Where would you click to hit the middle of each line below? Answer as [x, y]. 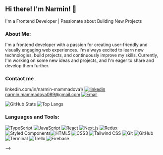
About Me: [18, 34]
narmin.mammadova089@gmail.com [43, 95]
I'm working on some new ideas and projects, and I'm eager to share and [80, 60]
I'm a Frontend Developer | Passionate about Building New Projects [74, 21]
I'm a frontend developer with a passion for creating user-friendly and [76, 45]
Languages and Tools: [32, 117]
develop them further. [27, 66]
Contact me [20, 79]
